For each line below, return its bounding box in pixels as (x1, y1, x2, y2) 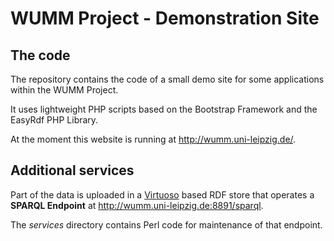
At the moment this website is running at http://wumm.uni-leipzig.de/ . (10, 133, 297, 145)
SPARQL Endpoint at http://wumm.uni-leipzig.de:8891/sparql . (10, 199, 264, 211)
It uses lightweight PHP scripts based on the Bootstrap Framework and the (10, 103, 318, 115)
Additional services (10, 162, 135, 179)
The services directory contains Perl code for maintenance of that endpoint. (10, 218, 323, 231)
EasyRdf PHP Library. (10, 114, 99, 126)
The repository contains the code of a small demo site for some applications (10, 73, 325, 85)
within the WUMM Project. (10, 84, 119, 96)
